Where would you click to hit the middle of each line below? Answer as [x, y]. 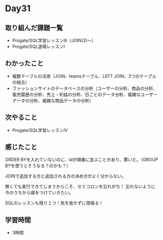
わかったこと [24, 63]
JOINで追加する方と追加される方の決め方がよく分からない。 [66, 176]
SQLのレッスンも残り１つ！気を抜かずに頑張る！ [54, 203]
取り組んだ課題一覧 [34, 28]
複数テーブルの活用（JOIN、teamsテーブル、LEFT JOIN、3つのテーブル [84, 76]
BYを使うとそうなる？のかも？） [38, 166]
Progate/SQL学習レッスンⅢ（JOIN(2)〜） [54, 40]
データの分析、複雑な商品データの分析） [53, 100]
